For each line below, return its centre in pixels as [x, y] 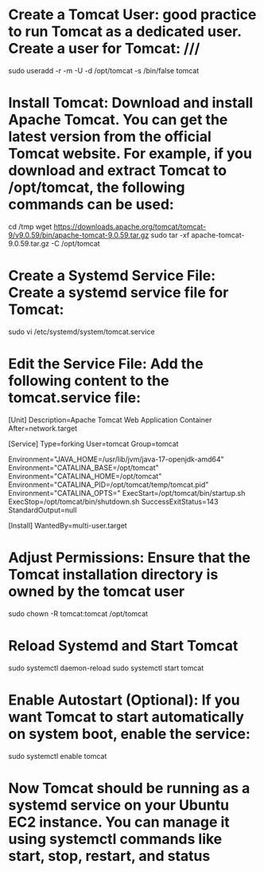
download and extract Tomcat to [118, 171]
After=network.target [43, 428]
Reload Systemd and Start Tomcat [123, 645]
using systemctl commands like [115, 839]
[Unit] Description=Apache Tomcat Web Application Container [110, 419]
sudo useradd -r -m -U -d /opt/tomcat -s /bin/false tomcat [104, 70]
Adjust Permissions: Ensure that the [129, 558]
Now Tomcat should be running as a [129, 788]
